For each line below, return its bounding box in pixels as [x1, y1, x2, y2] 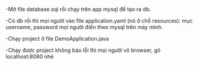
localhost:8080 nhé [5, 53, 54, 60]
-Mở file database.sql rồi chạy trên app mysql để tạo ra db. [5, 6, 152, 13]
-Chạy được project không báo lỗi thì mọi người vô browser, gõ [5, 47, 161, 54]
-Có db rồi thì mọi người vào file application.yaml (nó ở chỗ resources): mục [5, 17, 193, 24]
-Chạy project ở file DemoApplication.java [5, 35, 109, 42]
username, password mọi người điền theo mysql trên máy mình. [5, 24, 164, 30]
